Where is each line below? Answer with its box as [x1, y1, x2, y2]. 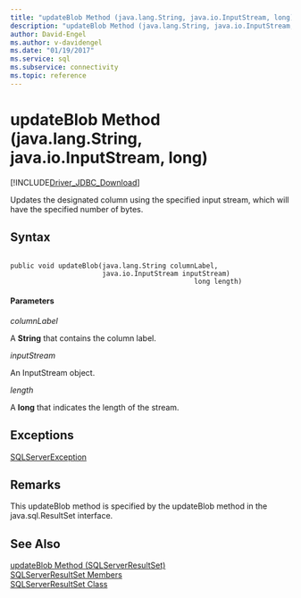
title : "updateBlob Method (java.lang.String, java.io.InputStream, [10, 12, 271, 22]
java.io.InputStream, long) [10, 147, 208, 168]
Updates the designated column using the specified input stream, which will [10, 194, 289, 205]
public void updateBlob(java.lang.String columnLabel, [10, 261, 219, 270]
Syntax [10, 229, 51, 245]
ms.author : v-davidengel [10, 37, 103, 47]
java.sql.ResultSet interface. [10, 511, 113, 521]
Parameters [10, 295, 54, 306]
